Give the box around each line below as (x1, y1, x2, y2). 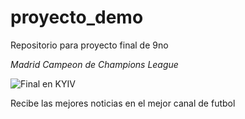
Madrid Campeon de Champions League (10, 58, 179, 70)
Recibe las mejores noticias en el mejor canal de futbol (10, 97, 236, 109)
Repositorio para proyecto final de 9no (10, 39, 169, 51)
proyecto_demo (10, 6, 144, 29)
